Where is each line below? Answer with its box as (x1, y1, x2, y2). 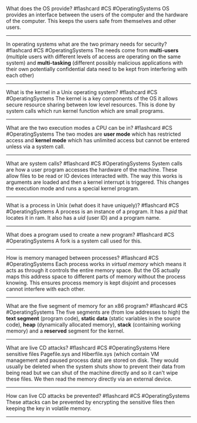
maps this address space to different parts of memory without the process (6, 273, 186, 280)
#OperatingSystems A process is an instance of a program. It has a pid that (6, 208, 188, 215)
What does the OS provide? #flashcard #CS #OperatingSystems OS (6, 5, 170, 12)
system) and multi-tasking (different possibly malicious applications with (6, 59, 183, 66)
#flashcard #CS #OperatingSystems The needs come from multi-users (6, 47, 179, 53)
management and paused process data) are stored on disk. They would (6, 357, 179, 364)
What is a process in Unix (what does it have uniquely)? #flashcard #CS (6, 202, 179, 209)
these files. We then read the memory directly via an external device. (6, 375, 172, 382)
